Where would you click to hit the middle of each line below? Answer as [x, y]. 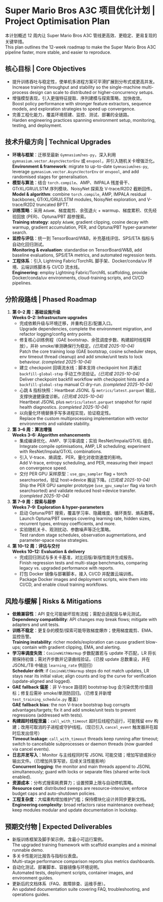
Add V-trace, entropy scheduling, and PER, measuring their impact [86, 463]
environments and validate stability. [55, 424]
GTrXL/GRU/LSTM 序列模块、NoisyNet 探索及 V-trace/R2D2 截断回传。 [83, 188]
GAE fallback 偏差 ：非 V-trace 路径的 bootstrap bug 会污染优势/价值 [81, 687]
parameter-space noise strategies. [54, 540]
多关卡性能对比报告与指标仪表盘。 [46, 856]
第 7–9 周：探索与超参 [34, 502]
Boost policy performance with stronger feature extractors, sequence [82, 103]
